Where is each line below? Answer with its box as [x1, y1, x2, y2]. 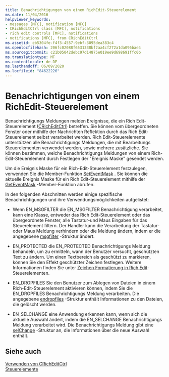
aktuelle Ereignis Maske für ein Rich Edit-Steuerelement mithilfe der [5, 176, 145, 182]
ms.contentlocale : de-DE [5, 59, 58, 64]
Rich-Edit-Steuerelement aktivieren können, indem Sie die [12, 285, 133, 291]
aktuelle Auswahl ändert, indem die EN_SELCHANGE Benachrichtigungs [12, 316, 162, 322]
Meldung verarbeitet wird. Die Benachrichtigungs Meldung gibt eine [12, 322, 154, 328]
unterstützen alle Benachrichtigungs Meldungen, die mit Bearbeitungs [5, 139, 151, 145]
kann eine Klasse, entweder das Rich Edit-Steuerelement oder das [12, 212, 150, 218]
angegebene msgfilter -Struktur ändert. [12, 233, 95, 239]
